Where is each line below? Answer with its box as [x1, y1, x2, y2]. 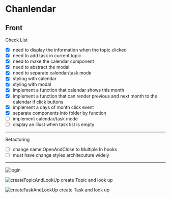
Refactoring [5, 136, 30, 142]
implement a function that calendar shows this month [12, 87, 125, 93]
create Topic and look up [61, 177, 113, 183]
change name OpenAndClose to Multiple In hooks [12, 146, 117, 152]
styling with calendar [12, 76, 57, 82]
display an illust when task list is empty [12, 121, 95, 128]
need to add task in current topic [12, 53, 81, 59]
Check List [5, 37, 28, 43]
